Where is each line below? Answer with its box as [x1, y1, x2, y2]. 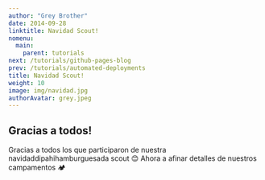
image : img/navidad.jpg [8, 86, 89, 95]
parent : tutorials [23, 49, 85, 57]
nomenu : [8, 34, 35, 43]
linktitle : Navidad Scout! [8, 27, 99, 35]
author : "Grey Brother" [8, 11, 89, 20]
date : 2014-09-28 [8, 19, 67, 27]
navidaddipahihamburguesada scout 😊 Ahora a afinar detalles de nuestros [8, 153, 258, 163]
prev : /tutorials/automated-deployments [8, 64, 147, 72]
